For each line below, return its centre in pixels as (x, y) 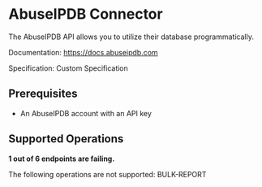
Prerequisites (43, 94)
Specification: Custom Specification (68, 68)
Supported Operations (66, 139)
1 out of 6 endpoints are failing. (62, 159)
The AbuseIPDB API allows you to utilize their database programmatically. (131, 37)
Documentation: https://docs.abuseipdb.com (83, 52)
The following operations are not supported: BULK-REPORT (107, 174)
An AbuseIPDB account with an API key (86, 113)
